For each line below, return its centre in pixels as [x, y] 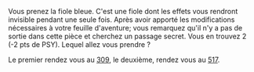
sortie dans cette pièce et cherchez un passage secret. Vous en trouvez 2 [127, 36]
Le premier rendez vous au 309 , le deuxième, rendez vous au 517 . [114, 59]
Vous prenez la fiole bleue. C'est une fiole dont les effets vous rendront [123, 11]
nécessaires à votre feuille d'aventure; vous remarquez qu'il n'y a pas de [125, 28]
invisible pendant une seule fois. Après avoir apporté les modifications [122, 20]
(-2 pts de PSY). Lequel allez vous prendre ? [80, 45]
